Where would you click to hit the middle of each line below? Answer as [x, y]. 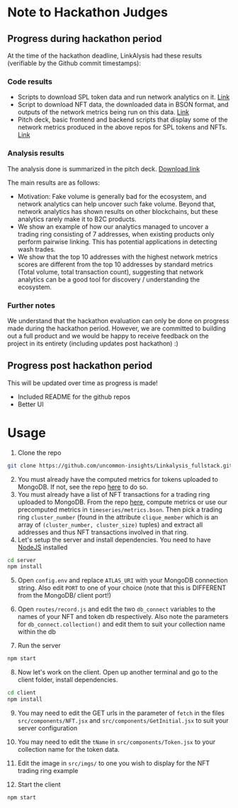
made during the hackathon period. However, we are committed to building [117, 328]
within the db [37, 632]
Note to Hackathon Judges [88, 12]
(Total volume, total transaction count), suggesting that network [110, 271]
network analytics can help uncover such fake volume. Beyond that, [117, 204]
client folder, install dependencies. [68, 680]
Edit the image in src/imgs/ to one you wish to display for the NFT [114, 763]
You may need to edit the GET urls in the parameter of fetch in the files [121, 713]
